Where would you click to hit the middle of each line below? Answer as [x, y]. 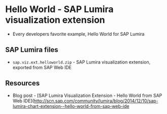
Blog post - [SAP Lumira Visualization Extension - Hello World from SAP [87, 95]
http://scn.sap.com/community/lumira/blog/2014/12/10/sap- [96, 101]
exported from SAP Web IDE [42, 67]
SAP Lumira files [32, 50]
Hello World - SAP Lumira [59, 9]
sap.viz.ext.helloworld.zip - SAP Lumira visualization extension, [81, 62]
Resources [23, 83]
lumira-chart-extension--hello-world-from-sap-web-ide [71, 106]
